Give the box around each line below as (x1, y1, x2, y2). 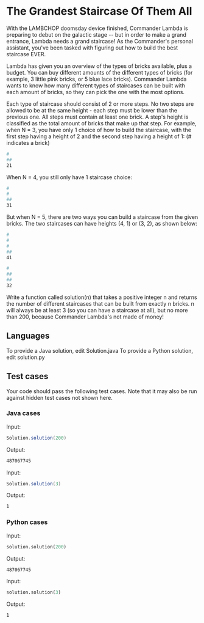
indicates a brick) (6, 139, 50, 146)
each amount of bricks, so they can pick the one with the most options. (6, 88, 185, 95)
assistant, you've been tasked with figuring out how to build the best (6, 44, 178, 51)
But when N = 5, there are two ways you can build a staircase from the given (6, 213, 199, 221)
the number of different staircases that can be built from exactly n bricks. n (6, 300, 195, 307)
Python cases (6, 518, 48, 526)
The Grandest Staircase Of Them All (6, 4, 192, 18)
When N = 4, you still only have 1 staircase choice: (6, 173, 133, 181)
